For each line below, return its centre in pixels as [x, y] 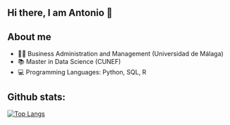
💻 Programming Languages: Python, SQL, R [82, 72]
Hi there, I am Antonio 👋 [60, 13]
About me [29, 37]
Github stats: [36, 97]
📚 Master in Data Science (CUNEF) [69, 62]
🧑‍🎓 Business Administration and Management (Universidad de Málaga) [120, 54]
